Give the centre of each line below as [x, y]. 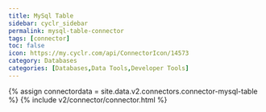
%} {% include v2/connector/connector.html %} [88, 100]
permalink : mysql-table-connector [66, 31]
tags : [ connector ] [39, 38]
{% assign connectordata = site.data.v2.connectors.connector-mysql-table [133, 91]
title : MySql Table [41, 16]
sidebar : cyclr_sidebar [48, 23]
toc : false [27, 46]
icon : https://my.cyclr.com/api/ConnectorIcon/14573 [99, 53]
